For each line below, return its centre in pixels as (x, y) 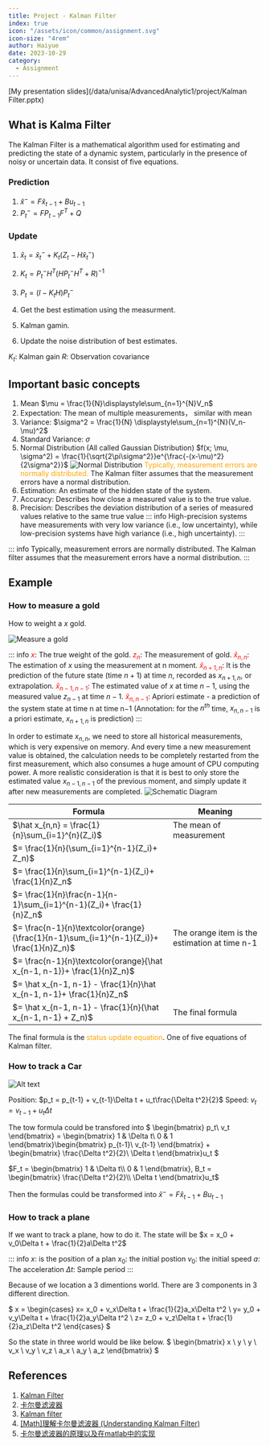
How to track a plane (49, 1217)
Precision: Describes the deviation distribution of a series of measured (137, 508)
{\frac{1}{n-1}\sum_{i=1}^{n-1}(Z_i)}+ (86, 938)
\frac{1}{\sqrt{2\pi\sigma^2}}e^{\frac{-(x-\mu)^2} (143, 457)
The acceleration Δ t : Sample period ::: (71, 1269)
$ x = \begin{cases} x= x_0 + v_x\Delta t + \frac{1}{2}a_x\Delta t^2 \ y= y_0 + (135, 1309)
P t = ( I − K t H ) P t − (47, 292)
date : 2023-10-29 (37, 53)
